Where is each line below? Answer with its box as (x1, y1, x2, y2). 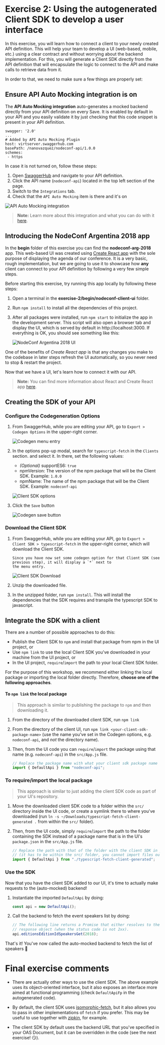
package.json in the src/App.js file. (12, 838, 83, 844)
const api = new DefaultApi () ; (12, 904, 77, 909)
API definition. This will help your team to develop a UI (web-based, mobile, (5, 46, 158, 52)
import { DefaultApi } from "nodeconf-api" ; (12, 765, 105, 770)
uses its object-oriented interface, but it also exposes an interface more (12, 984, 158, 990)
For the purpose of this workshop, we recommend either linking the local (5, 669, 152, 675)
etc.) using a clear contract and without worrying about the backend (5, 51, 143, 57)
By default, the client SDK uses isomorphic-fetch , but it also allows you (12, 1004, 156, 1010)
